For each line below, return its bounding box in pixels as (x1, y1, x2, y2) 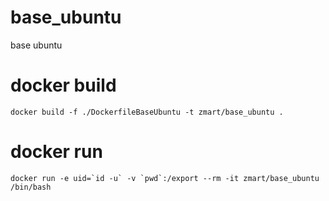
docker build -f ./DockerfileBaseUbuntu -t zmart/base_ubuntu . (10, 107, 284, 117)
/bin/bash (10, 182, 52, 192)
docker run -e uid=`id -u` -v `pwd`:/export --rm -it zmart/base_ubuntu (10, 173, 320, 183)
